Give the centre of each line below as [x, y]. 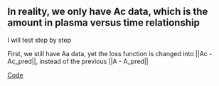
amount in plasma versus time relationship [104, 23]
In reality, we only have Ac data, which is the [108, 12]
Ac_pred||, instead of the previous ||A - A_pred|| [78, 61]
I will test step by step [39, 40]
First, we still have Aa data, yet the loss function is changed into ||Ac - [110, 53]
